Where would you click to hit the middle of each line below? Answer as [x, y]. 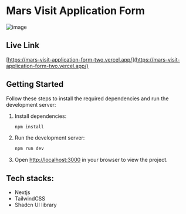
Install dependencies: [40, 116]
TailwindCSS [30, 199]
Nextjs [22, 192]
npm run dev [29, 149]
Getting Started [35, 84]
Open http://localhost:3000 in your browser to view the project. [91, 160]
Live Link [23, 45]
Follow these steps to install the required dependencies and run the [87, 98]
